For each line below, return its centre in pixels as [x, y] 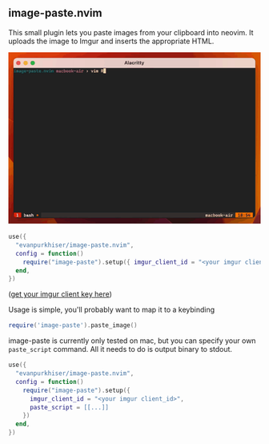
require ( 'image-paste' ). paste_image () [73, 325]
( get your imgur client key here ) [60, 294]
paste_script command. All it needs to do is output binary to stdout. [120, 349]
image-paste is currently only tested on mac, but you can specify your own [132, 341]
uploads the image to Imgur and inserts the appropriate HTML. [111, 41]
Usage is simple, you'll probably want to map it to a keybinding [112, 310]
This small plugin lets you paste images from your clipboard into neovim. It [131, 32]
